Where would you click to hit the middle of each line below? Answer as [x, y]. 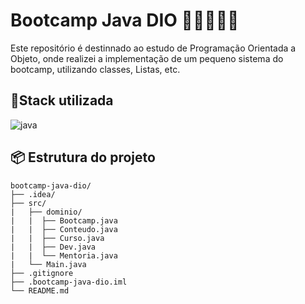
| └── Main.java [48, 264]
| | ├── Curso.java [57, 238]
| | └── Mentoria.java [64, 255]
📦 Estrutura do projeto [83, 157]
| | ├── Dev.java [53, 247]
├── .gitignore [42, 273]
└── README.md [40, 290]
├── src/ [28, 203]
